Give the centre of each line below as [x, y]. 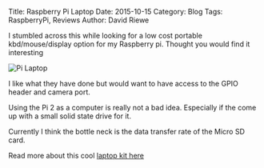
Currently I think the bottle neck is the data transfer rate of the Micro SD [127, 132]
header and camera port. [49, 92]
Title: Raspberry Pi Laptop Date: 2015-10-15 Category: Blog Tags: [116, 12]
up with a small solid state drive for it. [70, 116]
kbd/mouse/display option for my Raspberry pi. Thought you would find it [129, 44]
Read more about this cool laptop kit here [76, 156]
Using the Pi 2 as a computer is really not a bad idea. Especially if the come [132, 108]
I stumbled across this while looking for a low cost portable [105, 36]
